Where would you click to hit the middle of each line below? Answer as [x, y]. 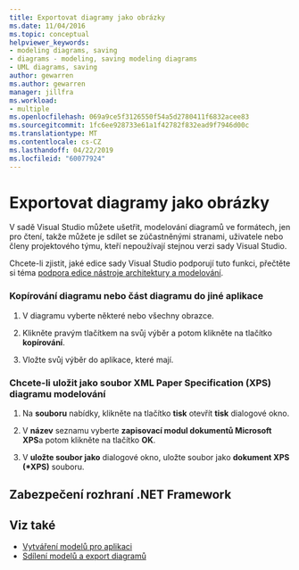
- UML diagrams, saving [54, 68]
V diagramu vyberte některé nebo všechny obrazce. [118, 315]
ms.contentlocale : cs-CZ [55, 142]
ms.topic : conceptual [50, 34]
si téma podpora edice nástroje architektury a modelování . [116, 273]
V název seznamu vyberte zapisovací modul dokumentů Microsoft [147, 431]
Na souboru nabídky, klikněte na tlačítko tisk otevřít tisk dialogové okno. [156, 413]
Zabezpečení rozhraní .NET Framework [120, 495]
